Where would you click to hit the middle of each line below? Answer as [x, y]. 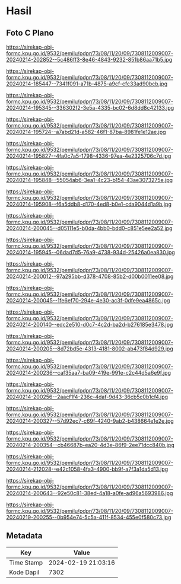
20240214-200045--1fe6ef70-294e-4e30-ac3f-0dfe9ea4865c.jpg [88, 300]
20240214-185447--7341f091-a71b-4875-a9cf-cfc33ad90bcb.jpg [87, 84]
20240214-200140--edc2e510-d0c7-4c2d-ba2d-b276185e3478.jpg [90, 325]
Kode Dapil [24, 572]
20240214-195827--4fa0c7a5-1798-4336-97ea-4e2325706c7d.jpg [89, 156]
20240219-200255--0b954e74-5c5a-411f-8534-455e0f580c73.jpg [89, 517]
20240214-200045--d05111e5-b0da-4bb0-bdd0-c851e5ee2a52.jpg [89, 228]
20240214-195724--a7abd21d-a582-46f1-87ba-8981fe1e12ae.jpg [86, 132]
